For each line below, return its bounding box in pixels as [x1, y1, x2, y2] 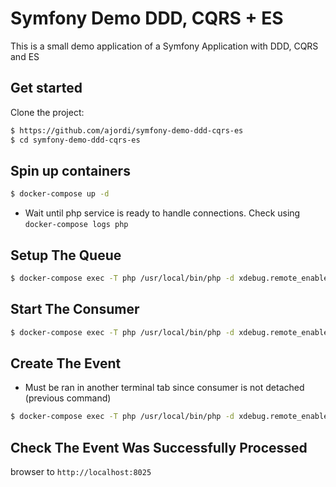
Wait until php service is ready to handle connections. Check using [24, 207, 301, 219]
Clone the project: [10, 106, 85, 118]
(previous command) [24, 392, 112, 404]
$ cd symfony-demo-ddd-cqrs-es [10, 135, 141, 145]
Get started [10, 80, 83, 97]
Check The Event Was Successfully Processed [10, 439, 308, 456]
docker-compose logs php [24, 220, 129, 230]
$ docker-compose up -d [10, 189, 110, 199]
